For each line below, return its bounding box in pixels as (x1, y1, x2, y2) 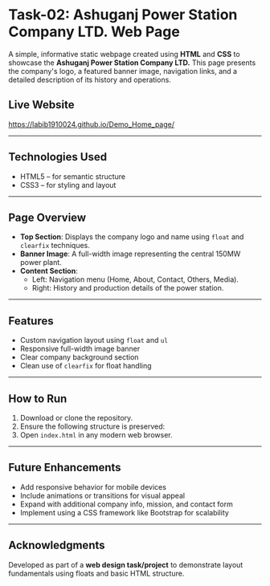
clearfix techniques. (19, 241, 90, 250)
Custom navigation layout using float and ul (19, 336, 169, 345)
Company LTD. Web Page (8, 22, 181, 41)
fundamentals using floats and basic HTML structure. (8, 568, 185, 578)
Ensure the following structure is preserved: (19, 421, 166, 431)
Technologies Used (8, 150, 107, 164)
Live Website (8, 98, 75, 112)
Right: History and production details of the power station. (31, 283, 224, 293)
